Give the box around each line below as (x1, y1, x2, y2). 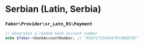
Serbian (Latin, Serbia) (5, 3, 102, 15)
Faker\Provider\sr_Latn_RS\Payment (5, 21, 93, 27)
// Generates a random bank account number (5, 31, 98, 36)
